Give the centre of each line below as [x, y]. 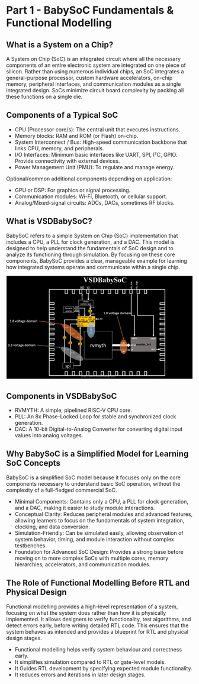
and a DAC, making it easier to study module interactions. [85, 508]
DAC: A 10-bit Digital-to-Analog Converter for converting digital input [99, 429]
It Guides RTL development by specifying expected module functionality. [103, 668]
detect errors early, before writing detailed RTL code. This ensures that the [97, 625]
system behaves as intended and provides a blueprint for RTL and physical [97, 631]
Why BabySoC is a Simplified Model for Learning [97, 454]
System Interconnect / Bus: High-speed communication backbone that [101, 142]
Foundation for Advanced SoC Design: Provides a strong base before [99, 551]
